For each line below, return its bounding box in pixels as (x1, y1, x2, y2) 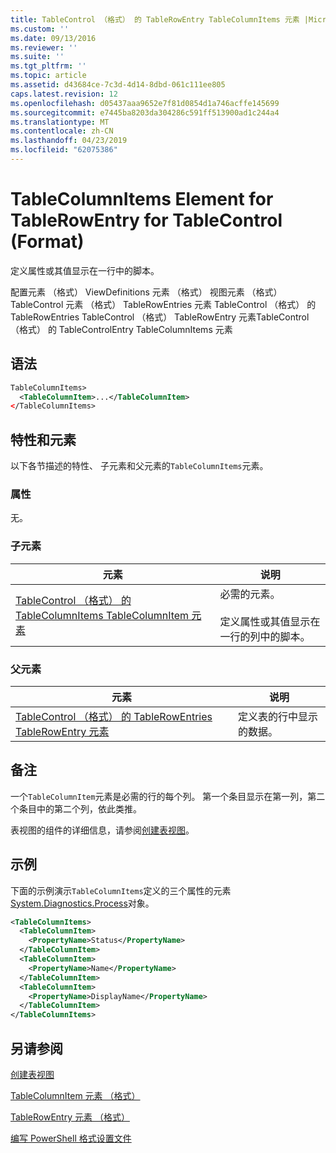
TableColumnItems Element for (10, 188, 274, 211)
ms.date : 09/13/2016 (10, 33, 97, 43)
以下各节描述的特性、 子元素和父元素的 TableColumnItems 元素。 (10, 460, 269, 472)
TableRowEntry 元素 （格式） (10, 1111, 130, 1123)
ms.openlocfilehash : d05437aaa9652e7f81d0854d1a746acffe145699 (10, 98, 280, 108)
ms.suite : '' (10, 52, 65, 62)
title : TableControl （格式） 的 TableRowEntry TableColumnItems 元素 (10, 14, 300, 25)
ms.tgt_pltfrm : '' (10, 61, 87, 71)
